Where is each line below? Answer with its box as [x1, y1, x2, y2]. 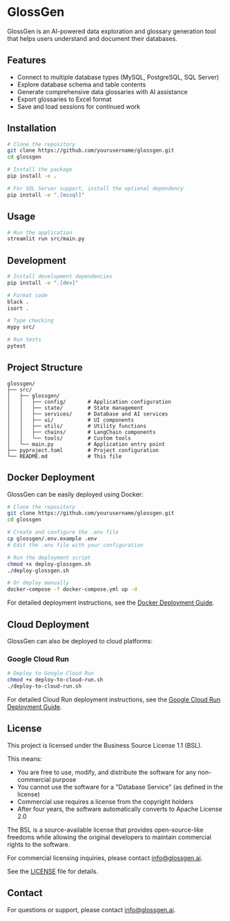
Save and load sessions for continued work [17, 102, 140, 111]
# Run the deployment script [7, 554, 91, 561]
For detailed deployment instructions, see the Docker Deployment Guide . [7, 598, 215, 607]
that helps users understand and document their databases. [7, 34, 178, 42]
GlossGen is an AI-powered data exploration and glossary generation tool [7, 27, 216, 35]
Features [7, 55, 46, 66]
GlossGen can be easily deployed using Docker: [7, 490, 144, 499]
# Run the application [7, 229, 73, 236]
